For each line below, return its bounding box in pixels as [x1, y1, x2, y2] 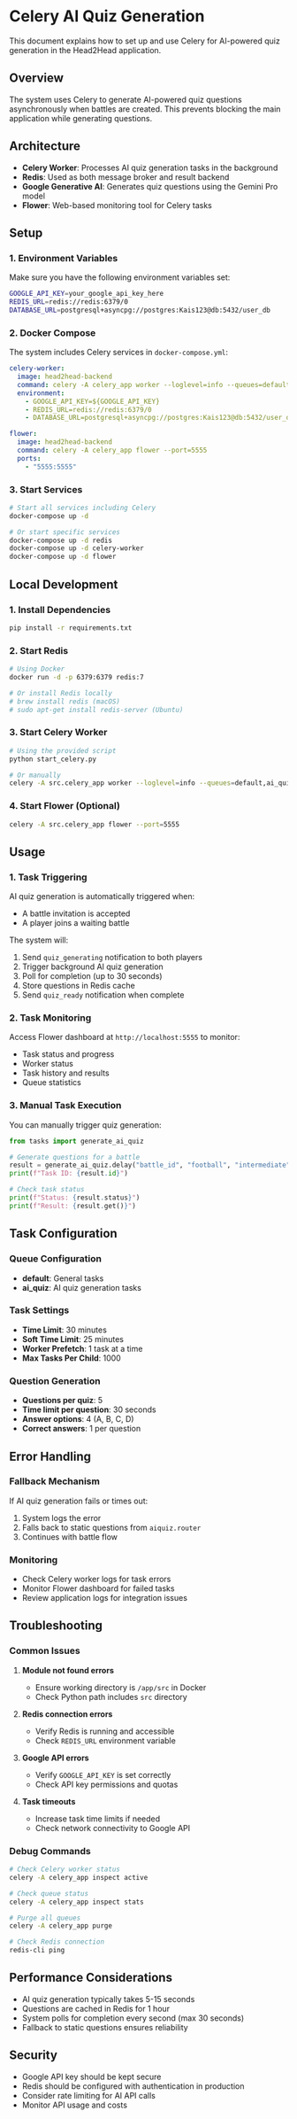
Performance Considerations [9, 1970, 172, 1985]
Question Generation [9, 1375, 101, 1387]
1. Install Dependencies [9, 603, 111, 616]
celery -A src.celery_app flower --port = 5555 [9, 819, 179, 829]
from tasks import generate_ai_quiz [9, 1137, 144, 1145]
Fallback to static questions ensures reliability [21, 2022, 188, 2032]
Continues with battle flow [21, 1531, 118, 1542]
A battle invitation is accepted [21, 908, 131, 919]
